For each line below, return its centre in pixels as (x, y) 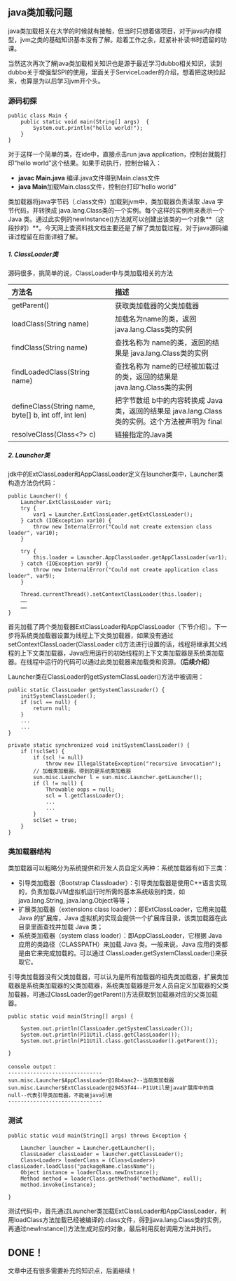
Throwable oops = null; (80, 790)
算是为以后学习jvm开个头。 (65, 81)
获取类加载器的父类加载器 (157, 306)
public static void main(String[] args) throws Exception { (98, 1136)
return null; (52, 709)
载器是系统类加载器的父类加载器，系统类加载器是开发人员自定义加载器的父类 (118, 985)
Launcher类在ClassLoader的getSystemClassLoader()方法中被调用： (106, 677)
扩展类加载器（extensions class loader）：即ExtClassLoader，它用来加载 (122, 909)
